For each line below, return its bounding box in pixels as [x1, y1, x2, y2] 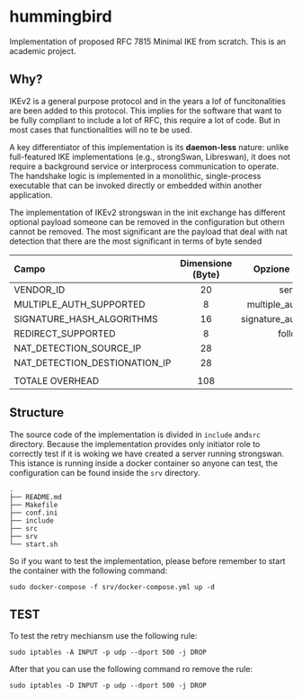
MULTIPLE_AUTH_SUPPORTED [13, 298, 146, 310]
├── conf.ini [9, 508, 58, 517]
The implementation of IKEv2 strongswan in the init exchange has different [9, 207, 286, 218]
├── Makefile [9, 500, 58, 509]
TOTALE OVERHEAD [13, 374, 100, 387]
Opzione [253, 263, 290, 275]
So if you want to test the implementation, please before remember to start [9, 555, 286, 566]
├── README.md [9, 492, 63, 501]
